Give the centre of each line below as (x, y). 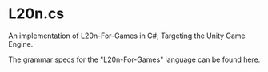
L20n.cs (36, 14)
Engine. (21, 44)
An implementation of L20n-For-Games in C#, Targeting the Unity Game (127, 36)
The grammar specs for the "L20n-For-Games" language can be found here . (134, 59)
